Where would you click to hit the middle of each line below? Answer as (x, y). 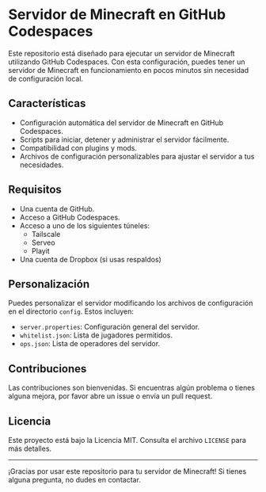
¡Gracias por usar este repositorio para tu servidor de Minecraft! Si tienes (127, 471)
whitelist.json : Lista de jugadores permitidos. (96, 335)
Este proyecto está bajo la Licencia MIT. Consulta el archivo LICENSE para (127, 440)
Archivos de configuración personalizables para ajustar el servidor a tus (137, 156)
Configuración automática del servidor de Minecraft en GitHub (122, 122)
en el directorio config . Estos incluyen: (71, 311)
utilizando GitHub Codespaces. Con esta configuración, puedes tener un (127, 62)
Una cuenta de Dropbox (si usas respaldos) (91, 259)
